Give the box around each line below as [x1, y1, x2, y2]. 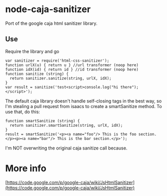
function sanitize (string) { [5, 71, 69, 76]
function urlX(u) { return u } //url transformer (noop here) [5, 62, 139, 68]
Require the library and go [5, 48, 60, 54]
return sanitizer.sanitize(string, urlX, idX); [10, 76, 112, 81]
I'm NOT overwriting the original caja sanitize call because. [5, 145, 128, 151]
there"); [120, 84, 139, 89]
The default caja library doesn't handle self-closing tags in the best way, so [5, 97, 162, 104]
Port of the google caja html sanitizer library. [5, 20, 97, 26]
